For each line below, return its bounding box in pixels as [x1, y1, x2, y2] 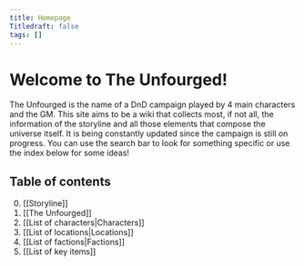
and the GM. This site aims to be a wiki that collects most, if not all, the [9, 109, 275, 120]
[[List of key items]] [22, 246, 96, 257]
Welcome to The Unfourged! [9, 69, 228, 90]
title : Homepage [9, 13, 71, 23]
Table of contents [9, 173, 111, 189]
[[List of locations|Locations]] [22, 227, 134, 238]
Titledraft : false [9, 22, 79, 31]
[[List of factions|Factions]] [22, 237, 126, 248]
